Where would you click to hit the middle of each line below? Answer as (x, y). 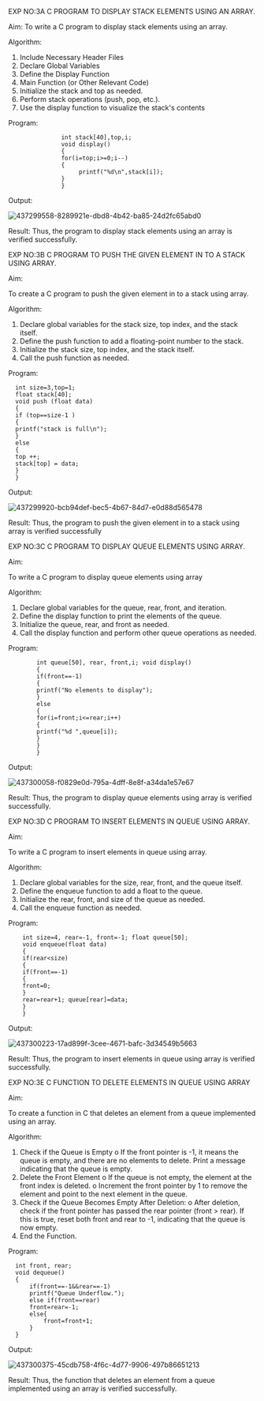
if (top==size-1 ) (46, 415)
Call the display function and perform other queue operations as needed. (138, 633)
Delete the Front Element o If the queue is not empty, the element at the (136, 1177)
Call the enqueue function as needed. (80, 908)
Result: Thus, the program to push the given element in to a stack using (124, 523)
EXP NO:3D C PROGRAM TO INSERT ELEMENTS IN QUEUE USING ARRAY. (129, 821)
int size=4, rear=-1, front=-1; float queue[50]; (106, 937)
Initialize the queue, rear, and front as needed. (94, 624)
